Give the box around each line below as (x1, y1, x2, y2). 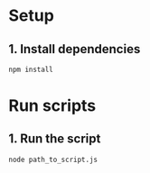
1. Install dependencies (8, 41, 141, 57)
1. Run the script (8, 132, 101, 147)
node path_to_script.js (8, 155, 98, 164)
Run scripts (8, 96, 97, 116)
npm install (8, 65, 53, 74)
